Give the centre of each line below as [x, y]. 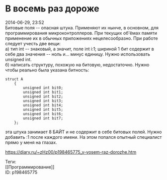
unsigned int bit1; [43, 92]
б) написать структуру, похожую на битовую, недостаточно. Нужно [77, 65]
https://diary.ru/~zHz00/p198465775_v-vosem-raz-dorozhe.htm [71, 152]
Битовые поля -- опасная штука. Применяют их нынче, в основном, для [82, 27]
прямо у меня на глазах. [31, 142]
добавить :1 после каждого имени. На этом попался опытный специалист [83, 137]
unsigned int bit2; [43, 96]
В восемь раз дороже [52, 9]
